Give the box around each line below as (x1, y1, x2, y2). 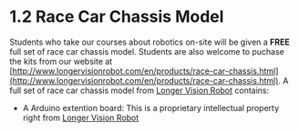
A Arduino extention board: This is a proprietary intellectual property (22, 102, 280, 113)
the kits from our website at (9, 56, 113, 66)
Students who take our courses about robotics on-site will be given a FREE (9, 36, 290, 47)
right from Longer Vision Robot (22, 112, 139, 123)
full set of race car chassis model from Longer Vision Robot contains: (9, 85, 270, 96)
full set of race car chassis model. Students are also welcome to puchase (9, 46, 285, 56)
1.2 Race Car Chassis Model (9, 6, 224, 27)
